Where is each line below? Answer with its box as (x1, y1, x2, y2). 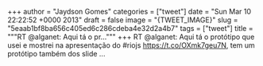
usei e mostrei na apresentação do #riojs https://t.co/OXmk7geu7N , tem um (7, 41, 255, 50)
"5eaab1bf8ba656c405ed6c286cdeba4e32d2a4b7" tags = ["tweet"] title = (7, 24, 253, 33)
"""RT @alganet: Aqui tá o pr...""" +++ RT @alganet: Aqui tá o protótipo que (7, 32, 255, 41)
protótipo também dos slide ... (7, 49, 106, 58)
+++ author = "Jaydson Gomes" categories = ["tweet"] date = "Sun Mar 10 (7, 7, 252, 16)
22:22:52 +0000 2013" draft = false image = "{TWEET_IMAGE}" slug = (7, 15, 238, 25)
